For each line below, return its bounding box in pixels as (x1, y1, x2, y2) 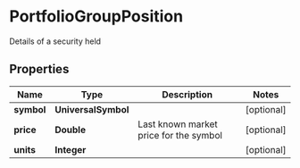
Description (162, 88, 212, 100)
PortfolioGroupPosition (9, 6, 184, 27)
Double (54, 123, 87, 136)
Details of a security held (9, 36, 101, 46)
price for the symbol (137, 129, 223, 141)
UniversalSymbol (54, 103, 129, 115)
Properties (9, 62, 70, 77)
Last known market (137, 118, 218, 130)
